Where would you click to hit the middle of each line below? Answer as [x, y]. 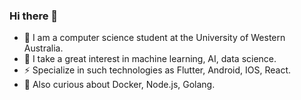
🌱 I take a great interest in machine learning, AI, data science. [150, 59]
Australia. [43, 48]
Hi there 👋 [34, 16]
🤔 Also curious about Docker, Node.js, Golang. [119, 85]
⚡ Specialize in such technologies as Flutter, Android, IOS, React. [157, 70]
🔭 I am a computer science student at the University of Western [154, 38]
